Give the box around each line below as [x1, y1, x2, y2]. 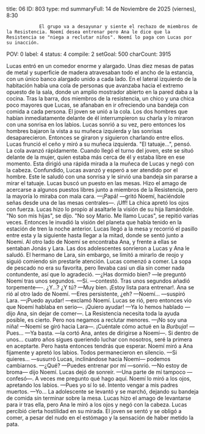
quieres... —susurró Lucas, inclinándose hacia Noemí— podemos [6, 356, 171, 362]
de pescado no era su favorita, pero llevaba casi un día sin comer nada [6, 264, 185, 272]
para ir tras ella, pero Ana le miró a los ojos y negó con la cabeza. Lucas [6, 401, 187, 408]
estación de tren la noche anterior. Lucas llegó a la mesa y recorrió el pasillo [6, 225, 198, 232]
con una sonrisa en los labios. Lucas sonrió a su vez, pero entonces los [6, 121, 186, 128]
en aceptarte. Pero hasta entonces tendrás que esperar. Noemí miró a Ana [6, 343, 193, 349]
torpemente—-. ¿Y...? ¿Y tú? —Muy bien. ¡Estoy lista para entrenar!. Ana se [6, 284, 194, 291]
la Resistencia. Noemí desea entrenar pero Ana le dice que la [6, 29, 171, 35]
